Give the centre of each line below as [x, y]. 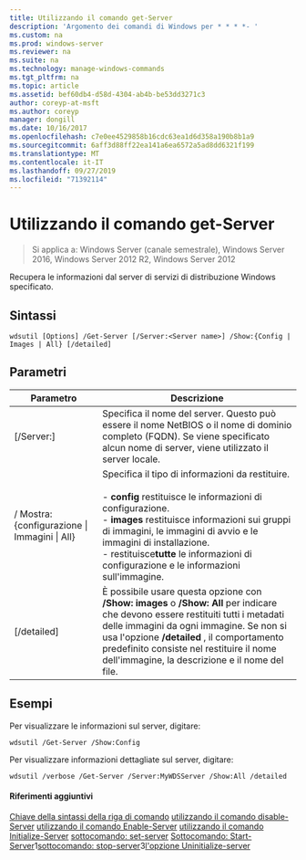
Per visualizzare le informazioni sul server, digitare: [105, 726]
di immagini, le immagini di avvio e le [180, 530]
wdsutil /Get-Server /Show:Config [75, 742]
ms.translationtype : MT [55, 153]
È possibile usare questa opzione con [182, 592]
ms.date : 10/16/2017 [49, 129]
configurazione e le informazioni [172, 565]
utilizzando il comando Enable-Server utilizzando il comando [150, 826]
